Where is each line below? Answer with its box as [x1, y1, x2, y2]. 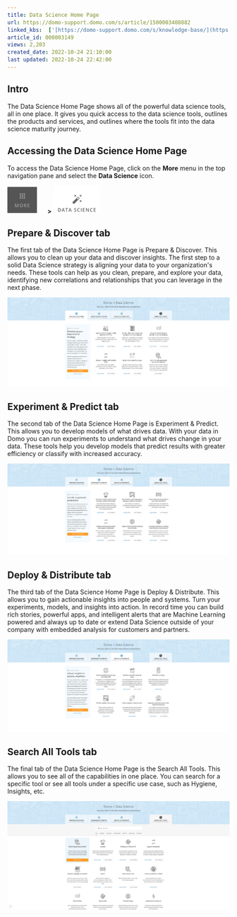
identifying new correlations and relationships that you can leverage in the [7, 276, 223, 284]
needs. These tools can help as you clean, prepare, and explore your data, [7, 269, 224, 277]
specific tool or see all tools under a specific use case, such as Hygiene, [7, 780, 217, 788]
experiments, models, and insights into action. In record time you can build [7, 603, 224, 612]
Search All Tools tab [7, 746, 97, 758]
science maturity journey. [7, 124, 81, 133]
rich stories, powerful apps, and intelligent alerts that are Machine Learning [7, 610, 226, 619]
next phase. [7, 284, 42, 292]
